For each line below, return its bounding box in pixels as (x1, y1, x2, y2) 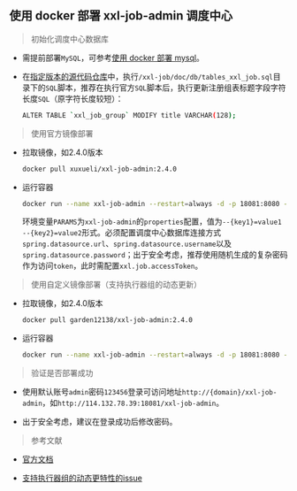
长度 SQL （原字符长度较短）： (21, 93, 124, 104)
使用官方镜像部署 (30, 127, 94, 139)
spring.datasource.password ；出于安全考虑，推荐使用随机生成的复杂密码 (21, 249, 288, 260)
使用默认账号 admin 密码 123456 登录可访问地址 (21, 387, 183, 397)
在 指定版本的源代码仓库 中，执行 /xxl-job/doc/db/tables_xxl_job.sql (21, 71, 274, 81)
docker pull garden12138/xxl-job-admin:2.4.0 (21, 316, 193, 325)
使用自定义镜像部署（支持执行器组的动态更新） (30, 280, 202, 290)
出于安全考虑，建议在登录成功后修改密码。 (21, 417, 178, 427)
